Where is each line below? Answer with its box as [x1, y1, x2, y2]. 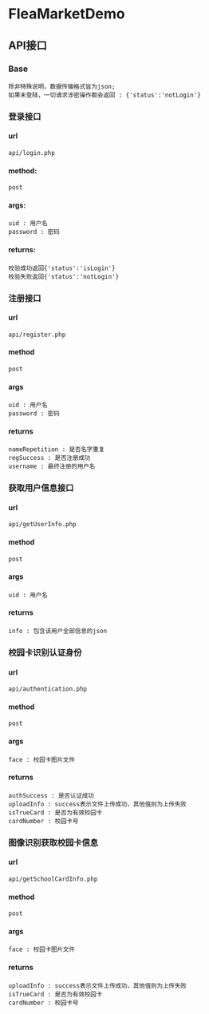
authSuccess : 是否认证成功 [8, 791, 94, 799]
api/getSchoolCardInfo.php [8, 875, 98, 883]
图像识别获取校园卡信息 [8, 837, 98, 848]
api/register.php [8, 331, 66, 339]
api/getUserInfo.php [8, 521, 77, 529]
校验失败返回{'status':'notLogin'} [8, 272, 120, 280]
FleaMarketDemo [8, 5, 125, 23]
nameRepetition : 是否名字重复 [8, 446, 105, 454]
